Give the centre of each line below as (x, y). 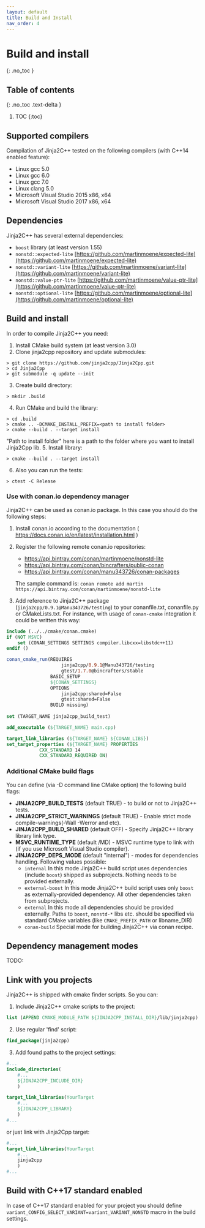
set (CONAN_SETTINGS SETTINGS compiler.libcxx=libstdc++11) (95, 643)
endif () (17, 649)
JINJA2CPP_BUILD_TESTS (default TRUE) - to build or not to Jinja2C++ (106, 803)
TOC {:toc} (29, 116)
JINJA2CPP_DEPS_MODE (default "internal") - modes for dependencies (107, 855)
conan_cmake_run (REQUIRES (39, 660)
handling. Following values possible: (61, 862)
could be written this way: (48, 620)
